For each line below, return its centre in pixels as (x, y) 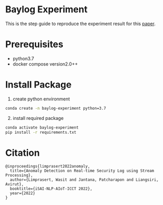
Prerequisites (34, 44)
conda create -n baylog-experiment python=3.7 (56, 108)
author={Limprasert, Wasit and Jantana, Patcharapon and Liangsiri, (84, 180)
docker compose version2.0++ (45, 64)
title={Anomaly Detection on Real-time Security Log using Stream (82, 171)
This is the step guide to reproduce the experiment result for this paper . (80, 24)
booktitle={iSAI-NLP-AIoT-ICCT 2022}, (51, 189)
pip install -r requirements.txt (41, 132)
